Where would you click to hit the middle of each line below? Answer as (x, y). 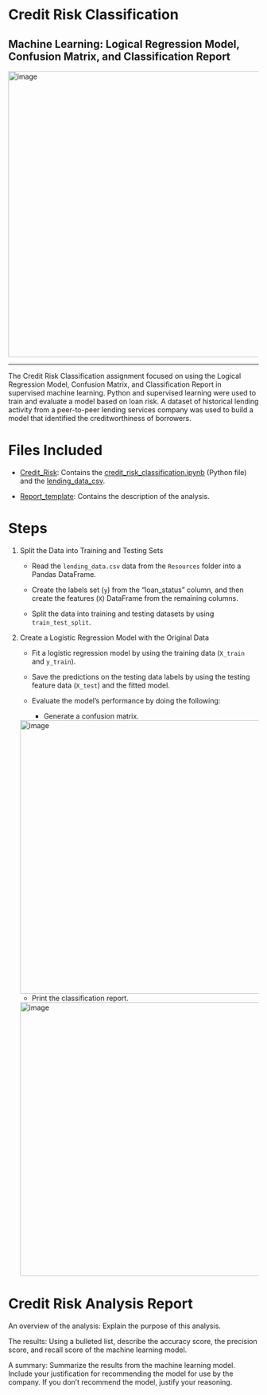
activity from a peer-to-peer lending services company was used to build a (131, 410)
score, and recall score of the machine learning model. (98, 1350)
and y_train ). (54, 661)
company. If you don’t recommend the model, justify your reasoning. (120, 1381)
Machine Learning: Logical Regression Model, (124, 44)
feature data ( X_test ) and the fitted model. (101, 685)
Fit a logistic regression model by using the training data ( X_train (138, 653)
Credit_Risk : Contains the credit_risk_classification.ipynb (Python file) (133, 472)
